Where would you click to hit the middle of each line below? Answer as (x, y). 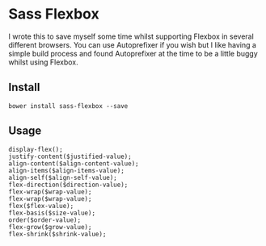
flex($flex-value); (41, 206)
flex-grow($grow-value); (50, 227)
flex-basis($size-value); (52, 213)
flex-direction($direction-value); (68, 185)
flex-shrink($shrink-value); (57, 234)
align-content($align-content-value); (74, 163)
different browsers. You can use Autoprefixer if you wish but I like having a (133, 44)
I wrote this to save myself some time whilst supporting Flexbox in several (131, 36)
